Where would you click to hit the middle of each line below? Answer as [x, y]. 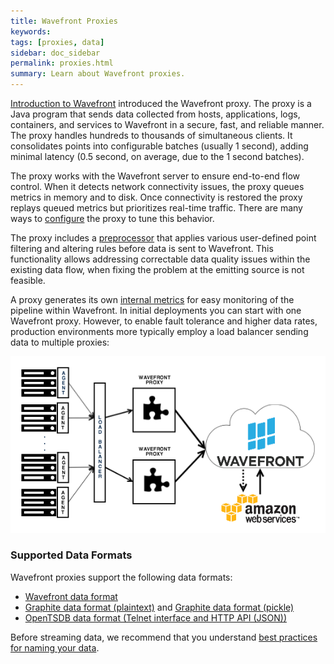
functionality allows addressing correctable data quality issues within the [160, 259]
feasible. [28, 280]
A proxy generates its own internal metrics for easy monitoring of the [152, 299]
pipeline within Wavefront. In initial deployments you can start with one [156, 310]
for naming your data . [55, 647]
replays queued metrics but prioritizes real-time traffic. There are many [156, 208]
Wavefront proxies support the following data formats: [121, 577]
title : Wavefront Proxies [64, 21]
